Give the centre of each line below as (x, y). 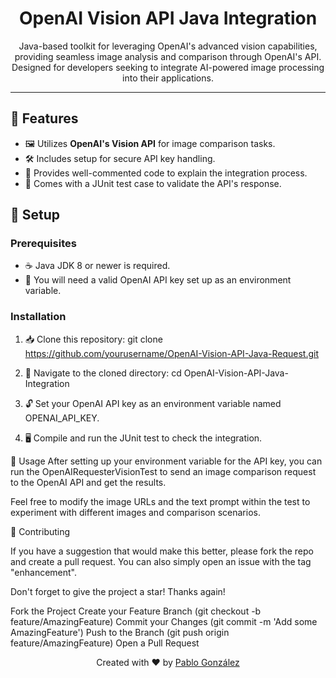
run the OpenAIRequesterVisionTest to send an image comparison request (163, 471)
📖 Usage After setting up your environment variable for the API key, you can (166, 461)
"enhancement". (44, 572)
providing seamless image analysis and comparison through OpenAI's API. (168, 56)
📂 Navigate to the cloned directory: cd (103, 373)
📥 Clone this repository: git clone (93, 339)
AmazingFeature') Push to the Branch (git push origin (120, 632)
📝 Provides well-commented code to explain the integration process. (166, 173)
